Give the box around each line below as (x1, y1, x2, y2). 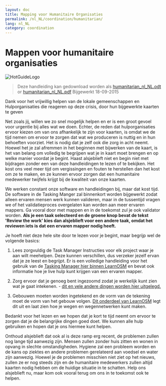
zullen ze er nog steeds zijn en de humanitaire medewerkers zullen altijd (5, 360, 153, 366)
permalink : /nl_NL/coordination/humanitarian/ (5, 16, 103, 21)
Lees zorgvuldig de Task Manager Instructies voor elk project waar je (12, 247, 154, 253)
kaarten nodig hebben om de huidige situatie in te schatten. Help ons (5, 365, 146, 371)
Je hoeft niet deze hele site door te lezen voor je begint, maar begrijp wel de (5, 232, 161, 238)
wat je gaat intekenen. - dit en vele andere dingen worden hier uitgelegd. (12, 283, 161, 289)
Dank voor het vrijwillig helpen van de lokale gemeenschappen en (5, 99, 140, 105)
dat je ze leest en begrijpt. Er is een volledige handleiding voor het (12, 258, 148, 264)
